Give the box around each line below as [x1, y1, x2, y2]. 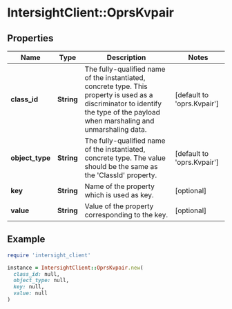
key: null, [13, 283, 45, 290]
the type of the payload [84, 108, 161, 117]
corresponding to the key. [84, 210, 168, 219]
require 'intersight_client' [7, 252, 91, 259]
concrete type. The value [84, 153, 166, 163]
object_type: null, [13, 277, 70, 284]
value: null [13, 290, 48, 297]
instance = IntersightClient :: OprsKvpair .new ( [7, 264, 144, 271]
